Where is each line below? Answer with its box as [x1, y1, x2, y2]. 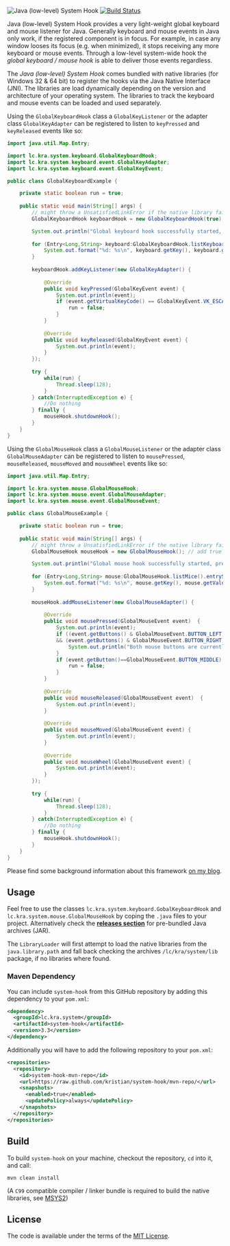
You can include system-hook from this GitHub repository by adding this [7, 987, 207, 995]
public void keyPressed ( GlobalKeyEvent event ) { [43, 285, 186, 292]
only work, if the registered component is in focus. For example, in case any [7, 34, 221, 43]
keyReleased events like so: [7, 127, 84, 135]
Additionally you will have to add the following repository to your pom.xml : [7, 1045, 214, 1054]
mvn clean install [7, 1175, 60, 1181]
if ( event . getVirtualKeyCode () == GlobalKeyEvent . [55, 298, 204, 305]
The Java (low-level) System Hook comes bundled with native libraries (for [7, 69, 219, 78]
